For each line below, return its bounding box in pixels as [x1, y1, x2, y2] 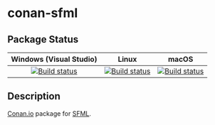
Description [7, 90, 61, 102]
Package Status [7, 33, 79, 45]
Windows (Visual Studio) [11, 55, 98, 64]
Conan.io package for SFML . [7, 109, 91, 118]
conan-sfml [7, 5, 78, 21]
